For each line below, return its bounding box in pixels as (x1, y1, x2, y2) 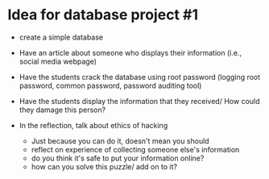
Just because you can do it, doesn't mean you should (31, 135, 210, 146)
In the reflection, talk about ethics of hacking (19, 120, 168, 130)
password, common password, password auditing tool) (19, 81, 202, 90)
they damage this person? (19, 105, 106, 114)
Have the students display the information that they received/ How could (19, 96, 260, 106)
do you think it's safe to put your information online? (31, 153, 205, 163)
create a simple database (19, 32, 104, 42)
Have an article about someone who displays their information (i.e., (19, 48, 242, 57)
